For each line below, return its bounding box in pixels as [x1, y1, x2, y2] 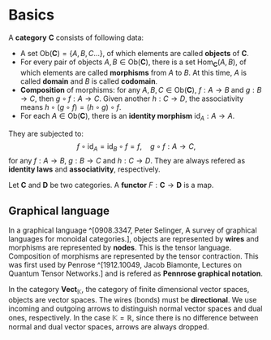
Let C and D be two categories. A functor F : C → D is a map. [8, 181, 214, 190]
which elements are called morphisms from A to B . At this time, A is [19, 68, 247, 77]
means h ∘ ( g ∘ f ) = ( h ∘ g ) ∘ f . [19, 102, 122, 111]
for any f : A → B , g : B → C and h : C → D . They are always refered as [8, 156, 246, 166]
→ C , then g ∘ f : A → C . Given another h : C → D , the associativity [19, 94, 244, 103]
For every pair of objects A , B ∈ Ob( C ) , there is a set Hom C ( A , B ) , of [19, 57, 247, 68]
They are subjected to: [8, 129, 84, 138]
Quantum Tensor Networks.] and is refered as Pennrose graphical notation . [8, 268, 264, 278]
